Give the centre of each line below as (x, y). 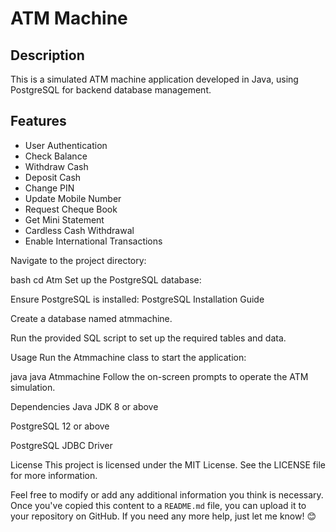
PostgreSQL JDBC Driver (61, 445)
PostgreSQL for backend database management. (111, 90)
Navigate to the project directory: (78, 260)
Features (38, 121)
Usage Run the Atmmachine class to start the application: (128, 357)
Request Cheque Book (71, 209)
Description (47, 55)
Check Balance (56, 156)
